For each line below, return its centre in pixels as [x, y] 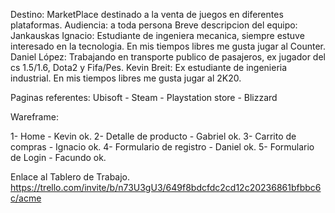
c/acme [26, 198]
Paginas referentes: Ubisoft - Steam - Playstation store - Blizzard [144, 97]
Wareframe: [34, 117]
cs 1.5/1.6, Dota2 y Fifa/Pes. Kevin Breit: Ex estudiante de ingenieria [149, 67]
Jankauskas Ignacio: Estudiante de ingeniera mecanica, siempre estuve [157, 35]
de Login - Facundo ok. [58, 157]
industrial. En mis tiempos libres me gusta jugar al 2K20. [126, 78]
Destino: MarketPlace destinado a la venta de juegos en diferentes [147, 14]
